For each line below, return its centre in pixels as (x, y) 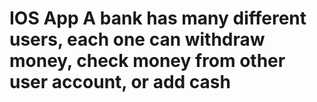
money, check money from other (147, 61)
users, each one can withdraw (137, 39)
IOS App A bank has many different (158, 18)
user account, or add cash (120, 82)
